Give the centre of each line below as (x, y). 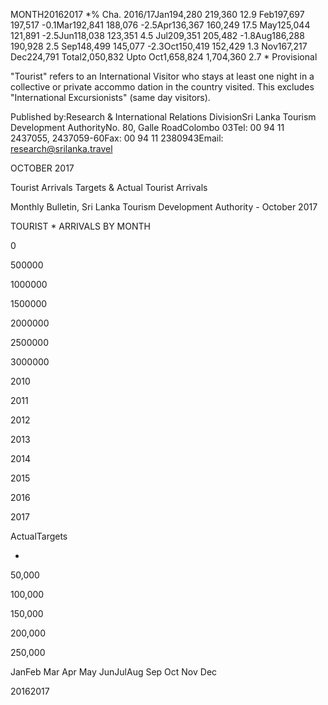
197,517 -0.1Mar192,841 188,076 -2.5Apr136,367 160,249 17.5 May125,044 (160, 25)
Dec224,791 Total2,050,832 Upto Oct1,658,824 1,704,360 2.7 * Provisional (164, 57)
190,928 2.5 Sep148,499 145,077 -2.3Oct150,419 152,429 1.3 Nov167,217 (159, 46)
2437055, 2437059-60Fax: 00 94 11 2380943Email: (117, 138)
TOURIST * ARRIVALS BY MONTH (80, 226)
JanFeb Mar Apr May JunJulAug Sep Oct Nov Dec (114, 672)
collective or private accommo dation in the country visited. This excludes (162, 87)
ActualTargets (39, 536)
